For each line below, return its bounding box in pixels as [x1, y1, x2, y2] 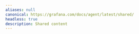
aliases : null [5, 7, 36, 12]
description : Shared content [5, 21, 68, 26]
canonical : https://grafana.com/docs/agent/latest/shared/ [5, 12, 134, 17]
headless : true [5, 16, 38, 21]
